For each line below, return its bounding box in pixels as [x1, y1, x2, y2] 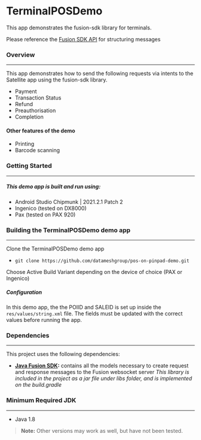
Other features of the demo [6, 127, 76, 134]
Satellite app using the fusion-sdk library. [6, 76, 108, 83]
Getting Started [6, 162, 52, 170]
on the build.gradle [14, 381, 62, 388]
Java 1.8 [14, 415, 36, 423]
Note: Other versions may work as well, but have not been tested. [20, 427, 183, 434]
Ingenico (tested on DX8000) [14, 204, 87, 212]
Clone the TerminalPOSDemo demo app [6, 245, 105, 252]
